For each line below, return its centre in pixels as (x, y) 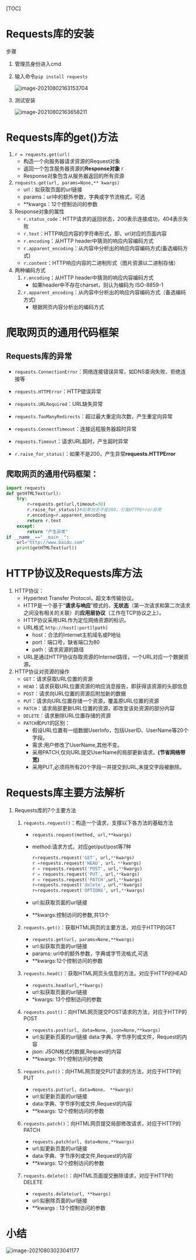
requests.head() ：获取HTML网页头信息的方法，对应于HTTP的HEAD (105, 973)
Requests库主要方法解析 (65, 793)
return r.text (44, 520)
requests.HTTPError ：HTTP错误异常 (58, 391)
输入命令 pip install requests (51, 76)
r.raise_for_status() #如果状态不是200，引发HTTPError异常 (94, 510)
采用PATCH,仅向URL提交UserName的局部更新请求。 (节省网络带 (109, 752)
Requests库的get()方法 (62, 138)
